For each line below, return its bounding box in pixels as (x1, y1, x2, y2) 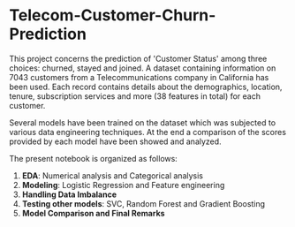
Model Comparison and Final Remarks (21, 208, 165, 218)
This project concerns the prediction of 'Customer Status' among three (9, 53, 268, 64)
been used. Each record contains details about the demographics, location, (9, 81, 283, 92)
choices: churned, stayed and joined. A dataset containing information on (9, 63, 276, 73)
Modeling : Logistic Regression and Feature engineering (21, 179, 225, 190)
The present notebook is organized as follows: (9, 153, 178, 163)
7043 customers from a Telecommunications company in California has (9, 72, 269, 82)
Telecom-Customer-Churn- (9, 5, 216, 26)
